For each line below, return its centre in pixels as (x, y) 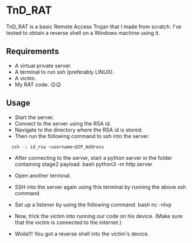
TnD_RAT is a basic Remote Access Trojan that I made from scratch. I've (94, 27)
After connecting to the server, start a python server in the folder (93, 158)
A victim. (25, 78)
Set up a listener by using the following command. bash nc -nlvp (93, 205)
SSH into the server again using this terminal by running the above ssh (100, 187)
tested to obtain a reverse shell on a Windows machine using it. (83, 32)
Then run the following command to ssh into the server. (82, 136)
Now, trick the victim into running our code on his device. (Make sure (99, 216)
